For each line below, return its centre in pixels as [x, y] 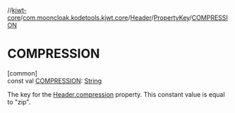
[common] [22, 73]
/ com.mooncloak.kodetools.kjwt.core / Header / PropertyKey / [106, 18]
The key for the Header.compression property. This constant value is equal [116, 94]
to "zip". [19, 102]
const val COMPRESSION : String [55, 81]
